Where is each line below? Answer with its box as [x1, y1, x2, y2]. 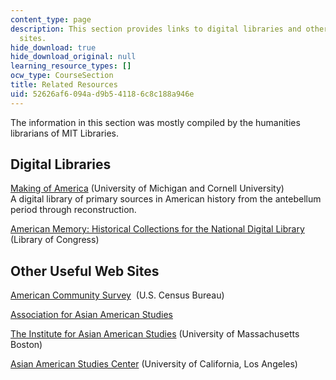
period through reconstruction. [10, 204, 137, 216]
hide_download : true [10, 42, 97, 53]
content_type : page [10, 14, 92, 25]
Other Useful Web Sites [10, 262, 160, 280]
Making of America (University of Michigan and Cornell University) [10, 182, 285, 195]
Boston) [10, 339, 43, 351]
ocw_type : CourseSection [10, 71, 114, 81]
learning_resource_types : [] [10, 61, 132, 71]
